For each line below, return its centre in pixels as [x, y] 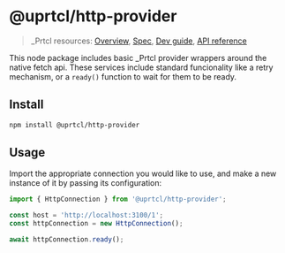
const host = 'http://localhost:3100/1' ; [86, 215]
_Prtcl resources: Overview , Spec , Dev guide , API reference [139, 41]
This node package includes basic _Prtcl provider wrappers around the [138, 57]
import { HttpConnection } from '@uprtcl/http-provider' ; [118, 199]
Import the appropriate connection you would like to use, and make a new [143, 173]
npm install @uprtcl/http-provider [75, 125]
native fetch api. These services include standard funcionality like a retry [141, 67]
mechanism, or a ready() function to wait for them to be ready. [123, 76]
